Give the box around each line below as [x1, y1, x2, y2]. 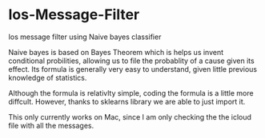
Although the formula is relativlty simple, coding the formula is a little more [8, 88, 254, 97]
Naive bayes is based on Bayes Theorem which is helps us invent [8, 47, 224, 57]
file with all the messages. [8, 120, 94, 130]
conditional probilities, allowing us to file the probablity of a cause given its [8, 56, 255, 65]
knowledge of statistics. [8, 73, 87, 82]
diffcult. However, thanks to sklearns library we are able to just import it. [8, 97, 246, 106]
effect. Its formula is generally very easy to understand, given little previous [8, 64, 258, 73]
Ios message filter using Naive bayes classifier [8, 32, 162, 41]
